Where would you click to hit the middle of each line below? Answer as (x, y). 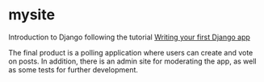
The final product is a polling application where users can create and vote (131, 52)
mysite (31, 15)
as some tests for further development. (73, 69)
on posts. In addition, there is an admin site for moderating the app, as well (132, 61)
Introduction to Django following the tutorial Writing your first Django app (129, 37)
